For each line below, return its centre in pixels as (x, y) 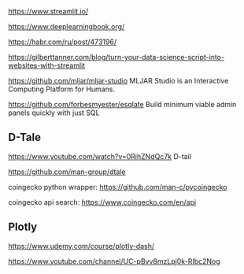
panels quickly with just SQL (54, 113)
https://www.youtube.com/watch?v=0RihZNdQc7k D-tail (100, 156)
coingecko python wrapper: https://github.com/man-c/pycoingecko (118, 187)
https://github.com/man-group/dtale (67, 172)
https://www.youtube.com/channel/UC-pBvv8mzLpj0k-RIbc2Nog (114, 261)
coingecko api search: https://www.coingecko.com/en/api (102, 202)
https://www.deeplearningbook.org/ (67, 26)
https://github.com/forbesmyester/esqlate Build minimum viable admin (122, 104)
